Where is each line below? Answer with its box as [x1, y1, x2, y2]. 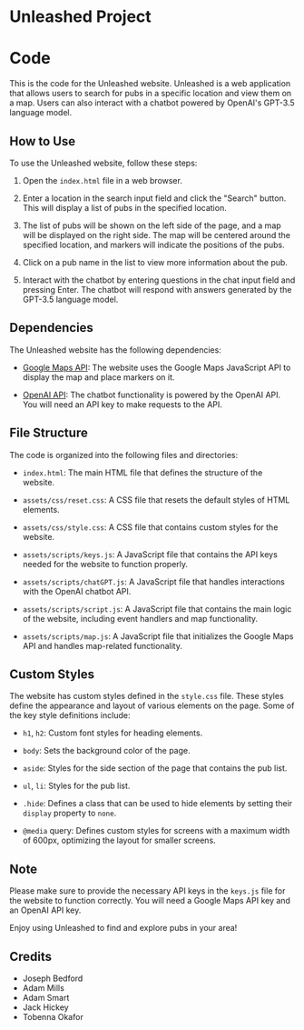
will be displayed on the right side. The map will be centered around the [22, 229, 290, 240]
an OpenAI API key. [9, 905, 82, 915]
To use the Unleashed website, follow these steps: [9, 157, 198, 168]
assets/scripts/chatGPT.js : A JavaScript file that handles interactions [22, 575, 286, 587]
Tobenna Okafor [22, 1012, 83, 1022]
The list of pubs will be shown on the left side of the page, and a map [22, 220, 281, 231]
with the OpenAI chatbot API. [22, 585, 132, 596]
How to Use [9, 134, 76, 149]
